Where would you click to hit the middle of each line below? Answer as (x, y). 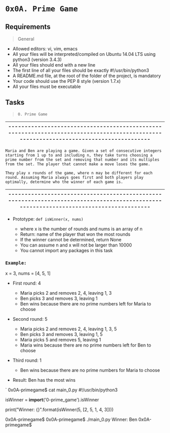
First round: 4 (27, 283)
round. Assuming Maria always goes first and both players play (74, 177)
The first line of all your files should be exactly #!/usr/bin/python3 (81, 70)
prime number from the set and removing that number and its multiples (82, 160)
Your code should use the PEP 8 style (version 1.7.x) (67, 81)
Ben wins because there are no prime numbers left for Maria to (86, 304)
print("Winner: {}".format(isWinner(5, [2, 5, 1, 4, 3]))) (59, 410)
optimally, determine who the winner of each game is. (64, 182)
